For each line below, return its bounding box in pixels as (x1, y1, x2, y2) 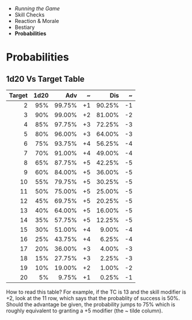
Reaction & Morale (14, 18, 60, 24)
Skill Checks (14, 11, 45, 18)
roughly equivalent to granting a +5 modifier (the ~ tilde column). (6, 307, 163, 314)
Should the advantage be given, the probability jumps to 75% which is (6, 301, 176, 308)
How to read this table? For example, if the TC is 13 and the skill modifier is (6, 288, 187, 295)
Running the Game (14, 5, 60, 12)
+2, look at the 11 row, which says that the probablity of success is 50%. (6, 295, 180, 302)
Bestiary (14, 24, 35, 31)
